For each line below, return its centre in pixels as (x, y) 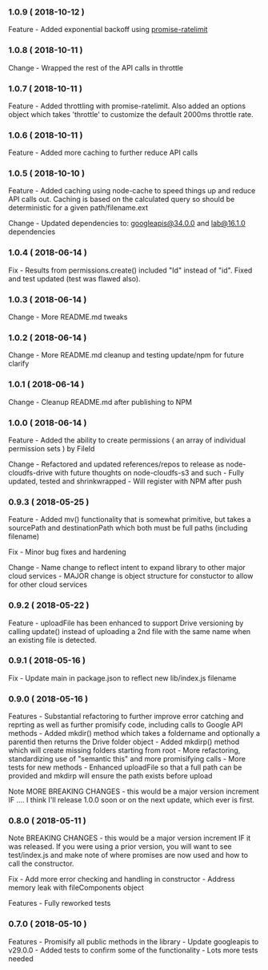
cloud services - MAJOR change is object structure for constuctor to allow (131, 576)
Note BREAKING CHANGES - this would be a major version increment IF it (130, 838)
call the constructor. (41, 863)
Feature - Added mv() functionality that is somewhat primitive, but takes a (130, 519)
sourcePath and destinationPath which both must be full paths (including (128, 528)
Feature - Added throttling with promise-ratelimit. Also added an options (127, 106)
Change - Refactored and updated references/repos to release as (116, 464)
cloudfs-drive (31, 472)
